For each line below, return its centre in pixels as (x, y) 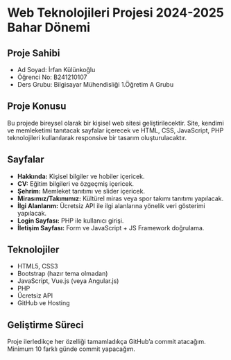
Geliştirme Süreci (45, 325)
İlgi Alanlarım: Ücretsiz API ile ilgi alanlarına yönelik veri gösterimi (111, 205)
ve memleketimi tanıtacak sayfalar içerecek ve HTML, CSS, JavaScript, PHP (115, 130)
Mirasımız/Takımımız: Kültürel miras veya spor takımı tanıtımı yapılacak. (120, 198)
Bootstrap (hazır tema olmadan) (62, 274)
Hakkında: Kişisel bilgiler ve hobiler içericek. (81, 176)
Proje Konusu (37, 106)
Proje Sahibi (34, 53)
